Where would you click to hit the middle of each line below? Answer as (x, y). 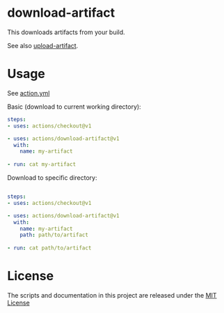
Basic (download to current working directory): (74, 107)
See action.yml (29, 93)
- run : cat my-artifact (42, 165)
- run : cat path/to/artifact (49, 248)
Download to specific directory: (52, 178)
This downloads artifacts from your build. (66, 32)
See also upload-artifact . (43, 45)
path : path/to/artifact (54, 235)
